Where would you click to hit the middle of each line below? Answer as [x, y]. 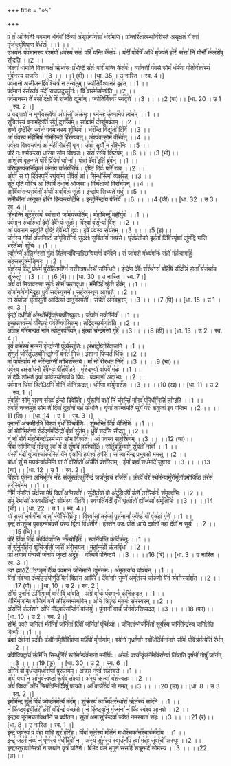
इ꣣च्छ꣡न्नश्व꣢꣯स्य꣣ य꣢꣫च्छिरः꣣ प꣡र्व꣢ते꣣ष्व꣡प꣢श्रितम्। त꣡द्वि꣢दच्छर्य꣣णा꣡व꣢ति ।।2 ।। [74, 323]
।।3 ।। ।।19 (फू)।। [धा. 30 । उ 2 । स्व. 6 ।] [68, 663]
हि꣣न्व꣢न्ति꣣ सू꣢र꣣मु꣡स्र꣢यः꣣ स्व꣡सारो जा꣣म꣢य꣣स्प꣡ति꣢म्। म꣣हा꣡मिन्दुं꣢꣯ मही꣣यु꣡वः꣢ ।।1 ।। [78, 215]
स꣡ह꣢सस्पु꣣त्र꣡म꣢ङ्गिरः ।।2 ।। [37, 261]
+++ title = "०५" [29, 10]
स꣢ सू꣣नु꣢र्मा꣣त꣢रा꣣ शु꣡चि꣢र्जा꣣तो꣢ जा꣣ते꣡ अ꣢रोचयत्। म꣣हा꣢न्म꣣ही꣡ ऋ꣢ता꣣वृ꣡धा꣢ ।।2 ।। [79, 547]
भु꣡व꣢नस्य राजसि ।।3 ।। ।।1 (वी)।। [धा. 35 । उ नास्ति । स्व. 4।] [86, 76]
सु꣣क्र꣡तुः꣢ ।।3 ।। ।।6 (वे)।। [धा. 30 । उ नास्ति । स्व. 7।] [77, 277]
